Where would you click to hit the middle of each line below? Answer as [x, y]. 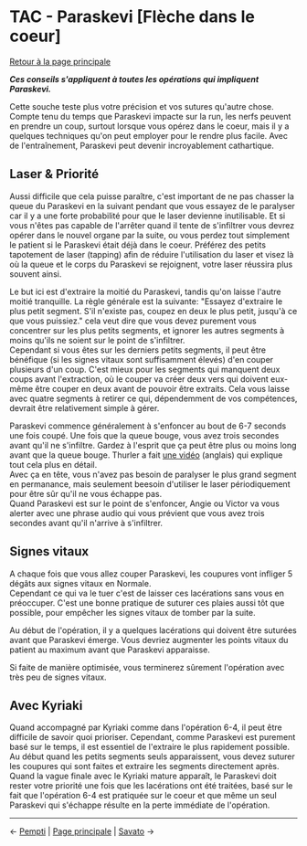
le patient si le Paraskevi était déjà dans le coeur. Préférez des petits [138, 245]
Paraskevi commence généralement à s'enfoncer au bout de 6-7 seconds [148, 426]
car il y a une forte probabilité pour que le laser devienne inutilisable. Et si [148, 216]
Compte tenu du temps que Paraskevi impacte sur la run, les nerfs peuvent [150, 116]
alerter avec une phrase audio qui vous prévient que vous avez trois [137, 513]
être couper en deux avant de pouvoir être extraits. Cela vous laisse [163, 388]
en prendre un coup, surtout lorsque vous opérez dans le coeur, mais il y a [149, 126]
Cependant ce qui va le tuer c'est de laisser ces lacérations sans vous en [147, 593]
